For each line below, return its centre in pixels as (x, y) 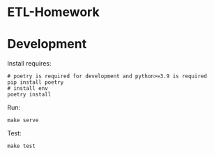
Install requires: (29, 64)
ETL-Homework (53, 12)
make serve (23, 120)
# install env (28, 89)
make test (22, 146)
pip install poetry (36, 82)
